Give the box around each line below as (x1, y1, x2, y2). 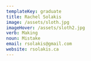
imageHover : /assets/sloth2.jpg (6, 24, 85, 31)
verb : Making (6, 30, 38, 36)
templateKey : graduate (6, 8, 62, 15)
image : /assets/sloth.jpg (6, 19, 69, 25)
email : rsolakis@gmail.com (6, 41, 72, 47)
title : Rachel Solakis (6, 14, 62, 20)
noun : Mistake (6, 35, 41, 41)
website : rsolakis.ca (6, 46, 59, 52)
